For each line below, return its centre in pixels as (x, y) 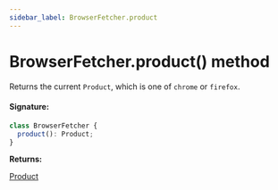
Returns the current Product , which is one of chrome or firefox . (125, 87)
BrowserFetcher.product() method (139, 61)
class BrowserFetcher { (54, 126)
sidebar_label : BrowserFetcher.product (84, 17)
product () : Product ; (55, 134)
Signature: (29, 107)
